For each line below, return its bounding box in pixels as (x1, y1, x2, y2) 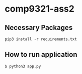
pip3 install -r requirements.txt (5, 36, 77, 42)
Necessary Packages (5, 23, 73, 32)
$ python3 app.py (5, 64, 41, 69)
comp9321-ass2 (5, 3, 75, 15)
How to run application (5, 50, 77, 59)
